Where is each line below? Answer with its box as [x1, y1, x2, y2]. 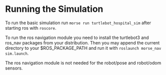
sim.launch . [5, 50, 29, 56]
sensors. [5, 65, 23, 71]
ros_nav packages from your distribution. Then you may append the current [5, 39, 160, 45]
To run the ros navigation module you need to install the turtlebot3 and [5, 35, 149, 40]
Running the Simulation [5, 3, 104, 15]
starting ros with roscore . [5, 25, 56, 31]
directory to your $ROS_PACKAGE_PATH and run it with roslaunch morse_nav [5, 45, 162, 51]
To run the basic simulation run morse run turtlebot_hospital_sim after [5, 20, 151, 26]
